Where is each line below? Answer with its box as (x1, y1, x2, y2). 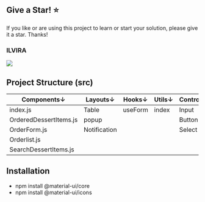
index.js (9, 106, 32, 114)
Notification (83, 125, 117, 134)
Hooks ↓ (123, 95, 148, 104)
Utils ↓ (154, 95, 174, 104)
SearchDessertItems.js (9, 145, 74, 154)
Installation (6, 166, 50, 176)
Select (179, 125, 198, 134)
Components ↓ (21, 95, 66, 104)
